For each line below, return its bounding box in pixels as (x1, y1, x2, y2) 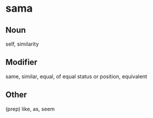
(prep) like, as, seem (5, 105, 55, 112)
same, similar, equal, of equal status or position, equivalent (5, 72, 148, 80)
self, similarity (5, 40, 39, 47)
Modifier (5, 57, 38, 67)
